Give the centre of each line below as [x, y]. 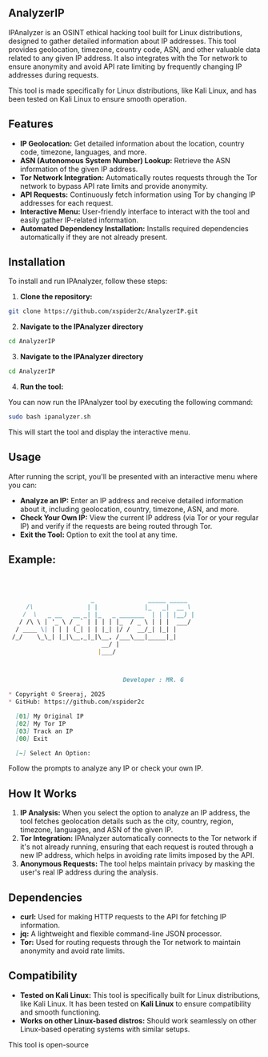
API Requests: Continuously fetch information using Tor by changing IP [138, 194]
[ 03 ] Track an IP [44, 731]
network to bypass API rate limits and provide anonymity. [114, 186]
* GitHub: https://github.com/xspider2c [77, 702]
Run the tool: [42, 386]
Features [31, 124]
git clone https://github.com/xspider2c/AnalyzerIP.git [103, 311]
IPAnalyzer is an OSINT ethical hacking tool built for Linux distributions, [125, 32]
